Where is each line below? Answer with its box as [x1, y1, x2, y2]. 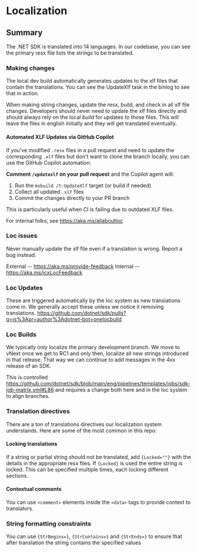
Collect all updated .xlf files [14, 188, 84, 195]
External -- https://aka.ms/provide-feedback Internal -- [6, 263, 140, 270]
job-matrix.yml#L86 [6, 386, 54, 393]
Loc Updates [6, 283, 43, 292]
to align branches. [6, 393, 50, 400]
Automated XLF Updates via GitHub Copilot [6, 133, 114, 140]
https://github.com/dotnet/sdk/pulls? [37, 310, 126, 317]
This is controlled [6, 374, 48, 381]
